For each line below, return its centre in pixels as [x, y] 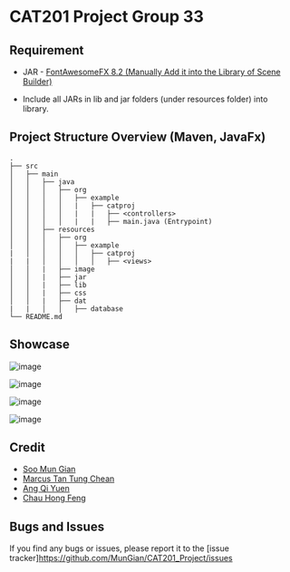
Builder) [37, 82]
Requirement [47, 50]
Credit [27, 447]
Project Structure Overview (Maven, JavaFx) [138, 137]
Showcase [40, 345]
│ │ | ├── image [52, 269]
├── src [24, 166]
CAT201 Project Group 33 [106, 17]
